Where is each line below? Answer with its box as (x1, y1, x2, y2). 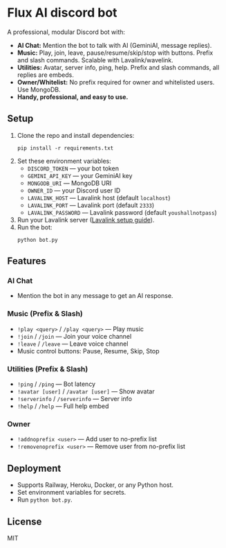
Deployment (7, 462, 62, 474)
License (7, 515, 42, 527)
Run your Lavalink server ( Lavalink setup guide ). (17, 215, 155, 224)
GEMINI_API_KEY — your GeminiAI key (27, 171, 133, 179)
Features (7, 255, 46, 267)
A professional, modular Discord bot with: (7, 28, 126, 36)
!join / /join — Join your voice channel (17, 332, 132, 340)
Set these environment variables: (17, 157, 112, 165)
